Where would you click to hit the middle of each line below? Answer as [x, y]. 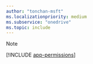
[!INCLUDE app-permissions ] [41, 55]
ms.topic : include [28, 27]
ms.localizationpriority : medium [46, 17]
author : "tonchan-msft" [35, 11]
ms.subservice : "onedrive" [39, 22]
